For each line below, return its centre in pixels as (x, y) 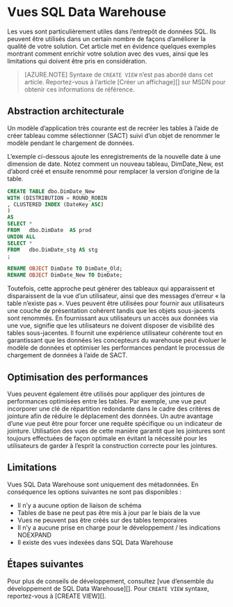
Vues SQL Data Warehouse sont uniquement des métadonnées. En (103, 484)
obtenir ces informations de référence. (79, 89)
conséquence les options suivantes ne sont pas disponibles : (95, 491)
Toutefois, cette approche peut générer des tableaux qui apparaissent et (111, 289)
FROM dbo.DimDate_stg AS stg (53, 249)
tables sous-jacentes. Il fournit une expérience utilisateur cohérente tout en (115, 333)
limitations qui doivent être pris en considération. (77, 61)
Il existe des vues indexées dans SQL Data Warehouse (95, 542)
